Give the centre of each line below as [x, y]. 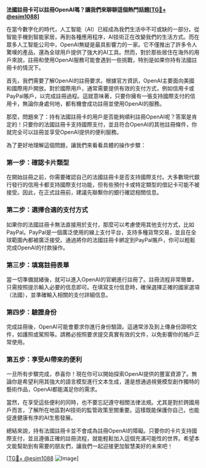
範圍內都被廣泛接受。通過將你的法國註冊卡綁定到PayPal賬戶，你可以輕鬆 [103, 240]
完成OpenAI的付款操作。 [37, 248]
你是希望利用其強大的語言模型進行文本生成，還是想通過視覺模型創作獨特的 [105, 382]
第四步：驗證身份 [32, 312]
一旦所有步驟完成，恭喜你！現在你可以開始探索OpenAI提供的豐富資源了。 [99, 374]
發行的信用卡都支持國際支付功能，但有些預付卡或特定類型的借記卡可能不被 [105, 185]
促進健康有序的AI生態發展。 [41, 418]
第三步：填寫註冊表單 [38, 265]
